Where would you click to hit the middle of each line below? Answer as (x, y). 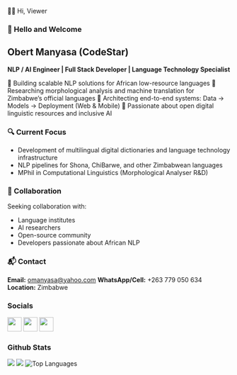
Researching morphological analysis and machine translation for (101, 90)
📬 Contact (27, 262)
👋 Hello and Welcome (45, 29)
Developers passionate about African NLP (79, 243)
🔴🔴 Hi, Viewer (27, 11)
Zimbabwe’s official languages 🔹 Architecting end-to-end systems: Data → (116, 98)
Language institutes (46, 220)
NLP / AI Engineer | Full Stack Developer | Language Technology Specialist (119, 69)
